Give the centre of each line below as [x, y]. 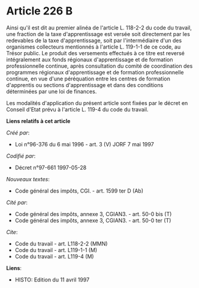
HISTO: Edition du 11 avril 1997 [52, 280]
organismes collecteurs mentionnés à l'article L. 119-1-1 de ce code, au [94, 47]
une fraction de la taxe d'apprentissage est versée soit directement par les [98, 34]
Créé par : [18, 133]
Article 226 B [40, 11]
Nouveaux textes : [28, 179]
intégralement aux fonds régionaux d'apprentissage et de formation [90, 59]
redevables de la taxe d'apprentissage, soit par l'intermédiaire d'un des [94, 40]
